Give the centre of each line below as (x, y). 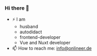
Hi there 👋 (17, 8)
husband (29, 27)
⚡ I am (19, 19)
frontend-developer (40, 37)
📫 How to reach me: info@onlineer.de (52, 48)
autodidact (31, 32)
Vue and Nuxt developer (45, 43)
